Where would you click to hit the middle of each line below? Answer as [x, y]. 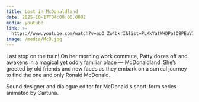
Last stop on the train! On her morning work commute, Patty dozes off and [97, 56]
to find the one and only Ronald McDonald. [58, 75]
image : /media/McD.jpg [34, 39]
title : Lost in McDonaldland [42, 12]
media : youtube [25, 23]
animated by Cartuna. [33, 93]
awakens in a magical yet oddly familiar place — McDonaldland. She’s [91, 62]
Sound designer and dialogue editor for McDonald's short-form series [91, 86]
